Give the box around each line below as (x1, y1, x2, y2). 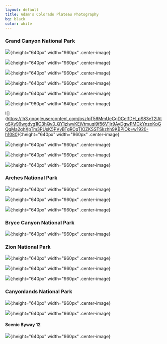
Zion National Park (5, 244, 51, 251)
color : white (5, 21, 32, 26)
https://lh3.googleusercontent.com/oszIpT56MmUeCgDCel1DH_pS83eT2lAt (6, 115, 162, 122)
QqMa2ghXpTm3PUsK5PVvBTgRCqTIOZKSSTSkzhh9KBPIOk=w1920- (5, 126, 149, 132)
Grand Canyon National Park (5, 38, 76, 45)
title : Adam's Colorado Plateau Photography (5, 12, 99, 17)
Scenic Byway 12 (5, 322, 41, 328)
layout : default (5, 7, 39, 12)
